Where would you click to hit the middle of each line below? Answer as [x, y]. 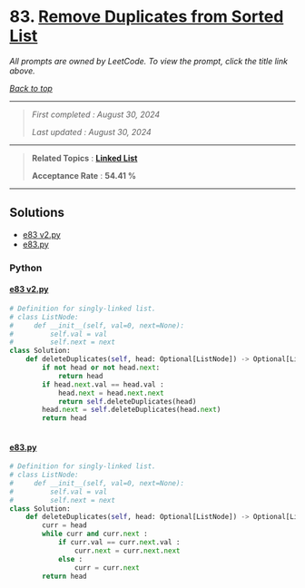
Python [26, 268]
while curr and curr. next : [95, 534]
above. [22, 71]
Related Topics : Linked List [84, 158]
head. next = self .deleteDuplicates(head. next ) [132, 410]
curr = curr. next [107, 568]
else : [70, 559]
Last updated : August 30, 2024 [91, 132]
